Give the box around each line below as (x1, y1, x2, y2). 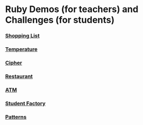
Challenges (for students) (5, 14, 115, 26)
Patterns (5, 113, 27, 120)
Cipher (5, 59, 23, 66)
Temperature (5, 46, 38, 53)
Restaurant (5, 73, 33, 80)
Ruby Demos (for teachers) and (5, 4, 139, 15)
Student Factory (5, 100, 46, 107)
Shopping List (5, 32, 40, 39)
